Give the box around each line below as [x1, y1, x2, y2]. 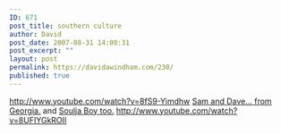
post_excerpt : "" [9, 46, 74, 55]
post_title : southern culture [9, 21, 123, 30]
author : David [9, 29, 63, 38]
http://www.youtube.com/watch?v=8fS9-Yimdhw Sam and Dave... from [9, 96, 272, 106]
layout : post [9, 54, 58, 63]
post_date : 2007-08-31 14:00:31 [9, 38, 130, 47]
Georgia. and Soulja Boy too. [9, 105, 115, 116]
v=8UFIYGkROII [9, 114, 67, 125]
